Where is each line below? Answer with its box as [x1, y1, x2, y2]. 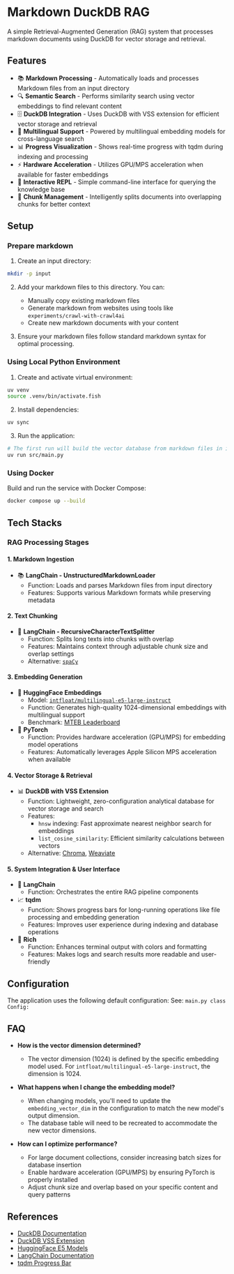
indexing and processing [17, 152, 88, 160]
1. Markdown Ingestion [7, 555, 75, 564]
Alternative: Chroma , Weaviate [27, 849, 116, 857]
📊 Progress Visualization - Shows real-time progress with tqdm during [17, 142, 224, 151]
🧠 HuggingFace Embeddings [17, 689, 102, 697]
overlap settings [27, 650, 75, 658]
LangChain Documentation [17, 1251, 95, 1259]
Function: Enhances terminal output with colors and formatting [27, 943, 208, 951]
